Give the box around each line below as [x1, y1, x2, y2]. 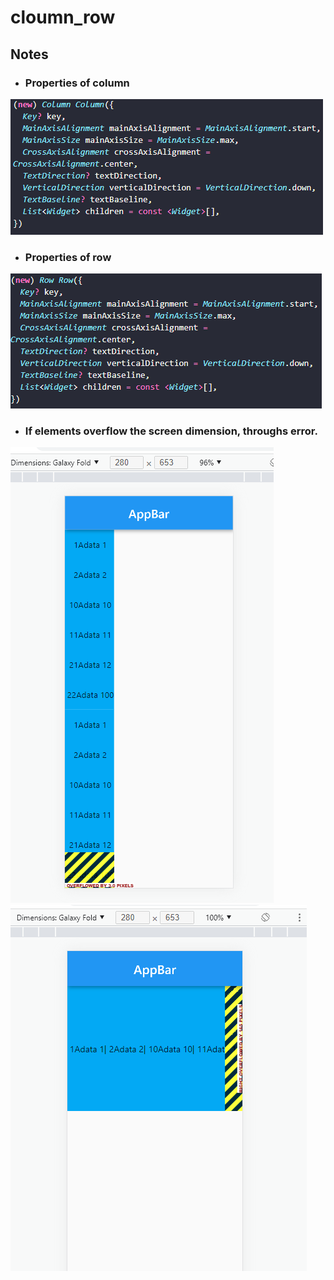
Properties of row [24, 250, 112, 264]
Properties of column [24, 76, 130, 90]
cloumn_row [10, 6, 116, 29]
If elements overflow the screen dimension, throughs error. [24, 424, 318, 438]
